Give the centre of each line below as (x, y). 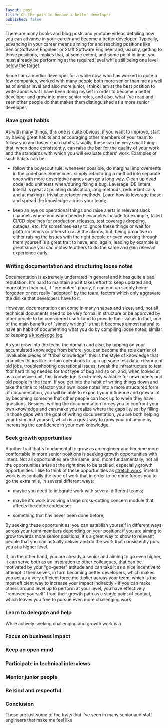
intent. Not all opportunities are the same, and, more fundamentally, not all (82, 459)
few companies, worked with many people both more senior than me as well (84, 81)
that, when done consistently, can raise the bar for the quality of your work (82, 148)
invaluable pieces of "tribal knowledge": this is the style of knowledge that (82, 355)
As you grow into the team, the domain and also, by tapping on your (75, 344)
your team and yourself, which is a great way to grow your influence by (78, 419)
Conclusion (20, 704)
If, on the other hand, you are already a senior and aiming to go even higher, (83, 557)
